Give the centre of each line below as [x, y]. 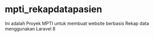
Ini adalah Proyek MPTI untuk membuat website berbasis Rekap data [77, 23]
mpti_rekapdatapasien [54, 9]
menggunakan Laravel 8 [30, 28]
